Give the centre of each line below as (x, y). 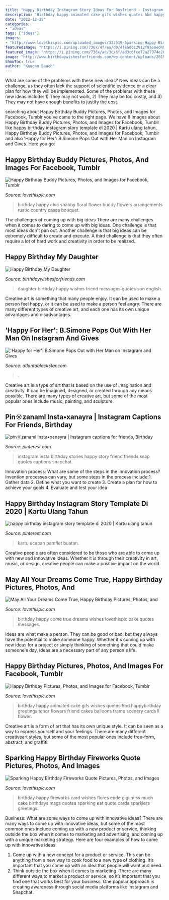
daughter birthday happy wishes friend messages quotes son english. (90, 288)
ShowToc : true (20, 62)
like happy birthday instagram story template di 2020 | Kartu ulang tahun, (81, 128)
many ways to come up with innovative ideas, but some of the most (75, 823)
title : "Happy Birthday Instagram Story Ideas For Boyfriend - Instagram (84, 10)
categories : (18, 24)
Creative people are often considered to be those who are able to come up (82, 553)
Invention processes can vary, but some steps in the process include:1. (79, 477)
